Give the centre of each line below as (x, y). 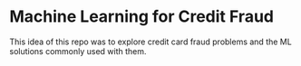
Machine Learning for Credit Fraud (142, 17)
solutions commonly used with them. (78, 51)
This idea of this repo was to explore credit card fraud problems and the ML (150, 42)
